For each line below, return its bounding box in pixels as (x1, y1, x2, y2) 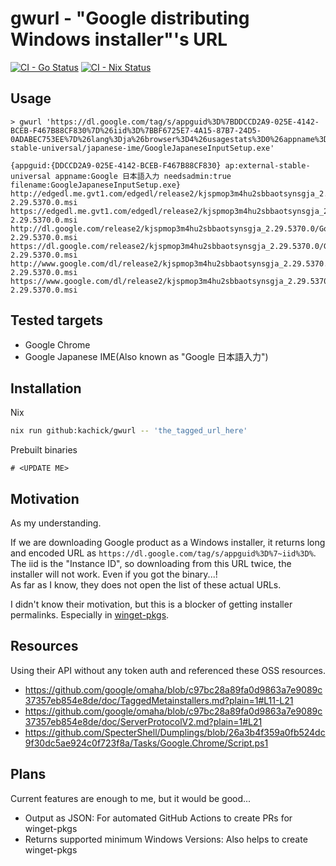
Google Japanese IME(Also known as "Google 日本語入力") (24, 350, 269, 362)
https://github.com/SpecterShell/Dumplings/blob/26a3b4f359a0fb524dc (24, 726, 326, 738)
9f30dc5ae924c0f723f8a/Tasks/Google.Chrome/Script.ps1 (24, 737, 269, 749)
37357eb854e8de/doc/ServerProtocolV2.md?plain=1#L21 (24, 715, 263, 727)
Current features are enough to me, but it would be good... (10, 792, 252, 804)
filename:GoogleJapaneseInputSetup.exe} (10, 180, 182, 190)
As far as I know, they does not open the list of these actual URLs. (10, 579, 282, 591)
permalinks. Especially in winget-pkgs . (10, 609, 170, 621)
